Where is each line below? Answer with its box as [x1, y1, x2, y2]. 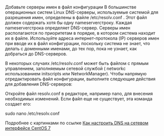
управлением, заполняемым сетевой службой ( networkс [5, 66, 126, 71]
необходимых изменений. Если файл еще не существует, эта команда [5, 96, 153, 102]
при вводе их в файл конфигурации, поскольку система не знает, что [5, 41, 150, 46]
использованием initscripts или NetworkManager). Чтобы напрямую [5, 71, 147, 76]
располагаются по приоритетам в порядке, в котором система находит [5, 30, 156, 36]
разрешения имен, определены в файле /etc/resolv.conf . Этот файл [5, 15, 147, 20]
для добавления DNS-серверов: [5, 81, 72, 87]
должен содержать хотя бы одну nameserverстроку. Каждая [5, 20, 132, 25]
